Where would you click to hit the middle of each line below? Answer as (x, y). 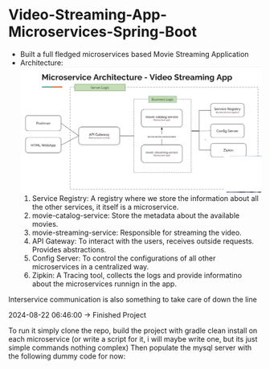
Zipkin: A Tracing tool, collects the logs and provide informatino (137, 275)
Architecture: (41, 63)
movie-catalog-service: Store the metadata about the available (135, 215)
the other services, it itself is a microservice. (105, 207)
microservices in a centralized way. (90, 266)
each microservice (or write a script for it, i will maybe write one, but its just (133, 338)
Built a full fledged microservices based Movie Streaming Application (134, 54)
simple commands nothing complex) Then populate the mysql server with (130, 347)
